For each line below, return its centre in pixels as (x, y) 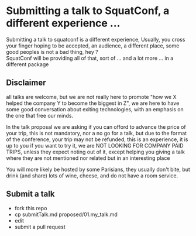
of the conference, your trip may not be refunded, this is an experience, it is (97, 139)
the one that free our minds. (40, 115)
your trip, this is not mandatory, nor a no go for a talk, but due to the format (97, 133)
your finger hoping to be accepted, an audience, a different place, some (93, 46)
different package (27, 64)
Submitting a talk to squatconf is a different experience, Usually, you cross (96, 39)
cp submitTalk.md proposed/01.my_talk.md (66, 214)
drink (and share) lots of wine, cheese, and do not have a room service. (92, 175)
